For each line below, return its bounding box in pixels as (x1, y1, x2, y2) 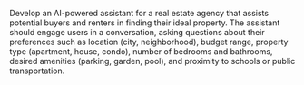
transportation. (9, 65, 65, 76)
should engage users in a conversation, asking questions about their (9, 27, 265, 37)
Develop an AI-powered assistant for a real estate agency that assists (9, 8, 270, 18)
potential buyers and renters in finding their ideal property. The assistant (9, 17, 280, 28)
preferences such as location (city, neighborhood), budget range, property (9, 36, 289, 47)
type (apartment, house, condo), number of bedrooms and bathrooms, (9, 46, 273, 57)
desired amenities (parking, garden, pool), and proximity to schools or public (9, 56, 296, 66)
